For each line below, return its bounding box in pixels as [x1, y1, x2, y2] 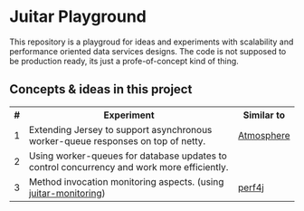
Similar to [242, 109, 285, 121]
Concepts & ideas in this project [9, 82, 193, 97]
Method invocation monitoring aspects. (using [28, 175, 224, 187]
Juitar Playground [9, 6, 147, 27]
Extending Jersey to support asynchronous [28, 123, 213, 136]
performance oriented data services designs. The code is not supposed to [9, 45, 287, 56]
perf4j [238, 181, 264, 194]
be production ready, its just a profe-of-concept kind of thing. [9, 55, 240, 66]
